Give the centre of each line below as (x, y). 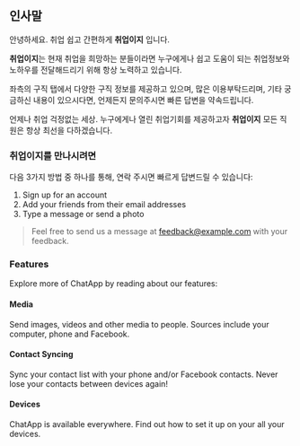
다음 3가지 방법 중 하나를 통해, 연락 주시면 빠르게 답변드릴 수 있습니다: (131, 177)
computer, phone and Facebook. (70, 334)
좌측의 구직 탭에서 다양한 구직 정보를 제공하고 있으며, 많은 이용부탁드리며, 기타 (146, 89)
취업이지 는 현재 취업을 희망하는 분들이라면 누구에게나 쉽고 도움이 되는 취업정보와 (150, 58)
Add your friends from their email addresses (104, 205)
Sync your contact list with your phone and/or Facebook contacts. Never (144, 374)
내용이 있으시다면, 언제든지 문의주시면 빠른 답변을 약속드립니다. (143, 100)
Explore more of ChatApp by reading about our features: (114, 284)
